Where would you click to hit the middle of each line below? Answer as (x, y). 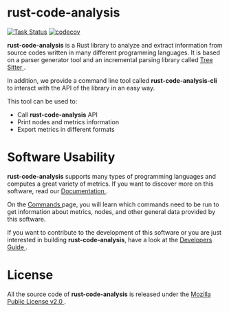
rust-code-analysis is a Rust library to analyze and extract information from (115, 45)
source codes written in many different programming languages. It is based (114, 52)
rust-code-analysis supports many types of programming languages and (112, 176)
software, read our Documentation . (57, 191)
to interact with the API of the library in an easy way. (81, 88)
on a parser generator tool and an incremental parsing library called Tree (110, 59)
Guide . (17, 247)
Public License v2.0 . (37, 301)
